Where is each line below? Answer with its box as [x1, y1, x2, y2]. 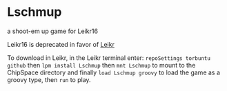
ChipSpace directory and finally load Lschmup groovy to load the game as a [7, 68, 221, 77]
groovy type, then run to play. [7, 75, 91, 83]
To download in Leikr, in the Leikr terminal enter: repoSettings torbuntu [7, 53, 210, 62]
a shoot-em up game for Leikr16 [7, 27, 99, 35]
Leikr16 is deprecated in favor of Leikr [7, 40, 115, 48]
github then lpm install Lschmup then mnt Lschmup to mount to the [7, 61, 196, 69]
